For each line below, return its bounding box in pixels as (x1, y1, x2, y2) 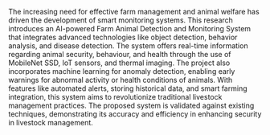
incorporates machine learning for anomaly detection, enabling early (8, 67, 235, 76)
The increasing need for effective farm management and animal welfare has (8, 7, 260, 16)
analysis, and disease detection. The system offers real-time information (8, 41, 248, 51)
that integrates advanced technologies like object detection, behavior (8, 32, 238, 42)
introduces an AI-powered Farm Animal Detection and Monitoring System (8, 24, 252, 33)
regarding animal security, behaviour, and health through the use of (8, 50, 231, 59)
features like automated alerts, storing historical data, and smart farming (8, 84, 247, 93)
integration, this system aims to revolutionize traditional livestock (8, 92, 223, 101)
